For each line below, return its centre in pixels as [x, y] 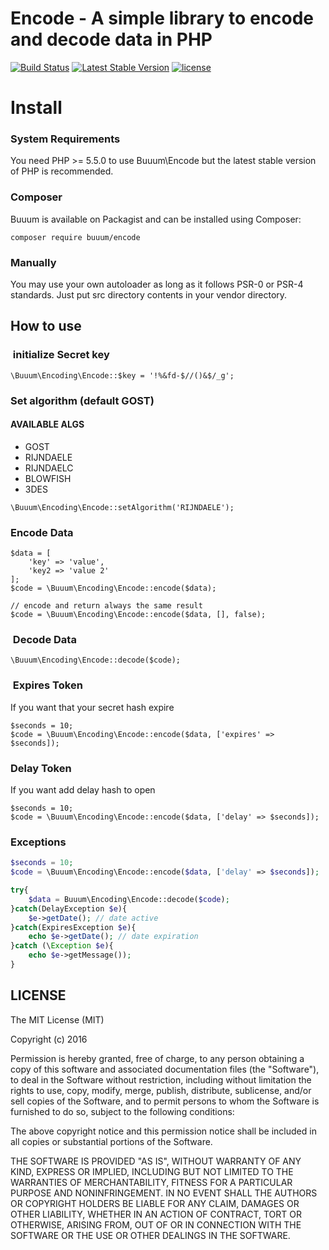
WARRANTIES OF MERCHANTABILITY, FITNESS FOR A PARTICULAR [151, 1182]
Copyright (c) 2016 [49, 1039]
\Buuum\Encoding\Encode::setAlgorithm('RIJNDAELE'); [122, 507]
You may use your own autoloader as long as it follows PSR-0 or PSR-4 [157, 284]
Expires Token [47, 685]
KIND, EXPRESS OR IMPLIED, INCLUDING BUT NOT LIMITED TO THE [152, 1171]
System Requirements [65, 139]
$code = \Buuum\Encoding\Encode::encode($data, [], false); [138, 615]
